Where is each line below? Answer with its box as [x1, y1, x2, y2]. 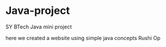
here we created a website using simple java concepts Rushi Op [5, 34, 161, 41]
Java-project [5, 4, 70, 17]
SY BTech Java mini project [5, 23, 72, 30]
